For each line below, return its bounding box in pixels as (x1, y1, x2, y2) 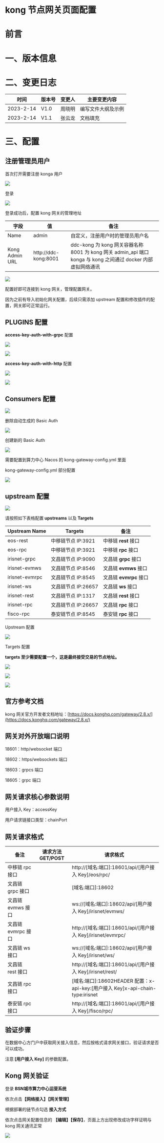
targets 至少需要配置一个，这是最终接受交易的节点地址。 (5, 654, 120, 660)
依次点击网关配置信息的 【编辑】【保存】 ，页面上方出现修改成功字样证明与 (5, 1117, 152, 1122)
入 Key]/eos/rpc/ (71, 871, 110, 878)
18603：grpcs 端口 (5, 767, 43, 773)
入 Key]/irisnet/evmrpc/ (71, 932, 126, 939)
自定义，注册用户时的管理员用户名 (70, 232, 149, 239)
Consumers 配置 (5, 394, 56, 403)
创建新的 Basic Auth (5, 437, 45, 443)
